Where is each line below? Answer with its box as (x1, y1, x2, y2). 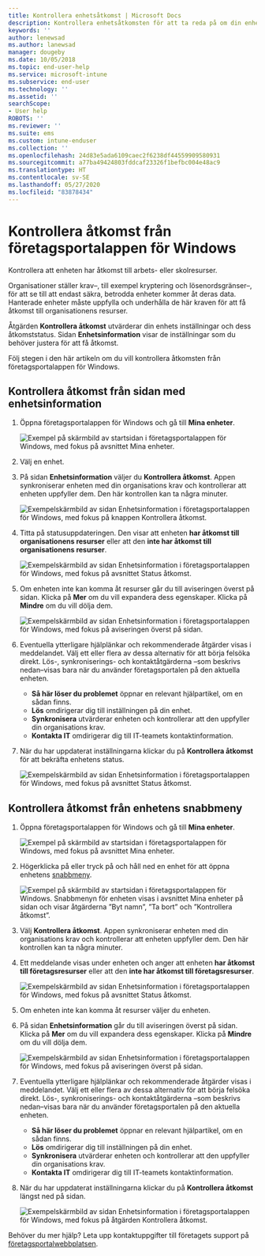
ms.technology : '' (8, 85, 69, 93)
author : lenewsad (8, 33, 65, 42)
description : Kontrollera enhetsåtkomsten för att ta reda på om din (8, 19, 242, 27)
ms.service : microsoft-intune (8, 70, 108, 78)
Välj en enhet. (19, 457, 65, 467)
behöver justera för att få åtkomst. (8, 338, 119, 347)
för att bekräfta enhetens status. (19, 755, 125, 765)
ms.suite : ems (8, 129, 55, 137)
